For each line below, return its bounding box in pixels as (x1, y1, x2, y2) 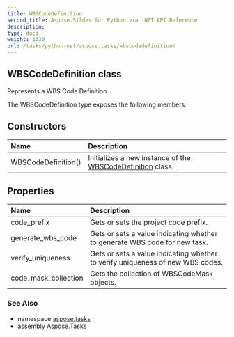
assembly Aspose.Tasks (17, 322, 87, 330)
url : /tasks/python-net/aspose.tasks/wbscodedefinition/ (7, 42, 176, 49)
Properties (7, 185, 54, 197)
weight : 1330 (7, 36, 45, 43)
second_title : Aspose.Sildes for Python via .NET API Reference (7, 17, 198, 24)
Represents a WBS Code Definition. (7, 86, 109, 95)
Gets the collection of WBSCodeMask (90, 269, 214, 279)
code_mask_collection (10, 273, 84, 283)
